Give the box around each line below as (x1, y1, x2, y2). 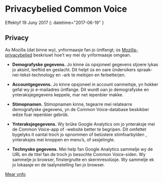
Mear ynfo (5, 171, 26, 177)
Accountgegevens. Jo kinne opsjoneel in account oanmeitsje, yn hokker (12, 81, 159, 87)
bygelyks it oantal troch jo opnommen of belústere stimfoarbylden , (12, 131, 147, 137)
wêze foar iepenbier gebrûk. (12, 112, 69, 117)
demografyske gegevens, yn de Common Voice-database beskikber (12, 106, 149, 112)
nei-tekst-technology (12, 72, 55, 78)
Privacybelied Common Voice (5, 3, 127, 15)
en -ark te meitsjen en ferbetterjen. (55, 72, 126, 78)
